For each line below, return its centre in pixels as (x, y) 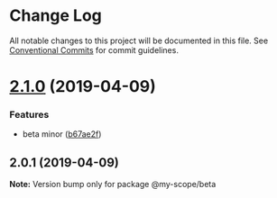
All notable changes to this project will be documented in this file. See (139, 40)
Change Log (55, 16)
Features (29, 115)
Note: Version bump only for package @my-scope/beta (113, 184)
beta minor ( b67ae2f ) (62, 134)
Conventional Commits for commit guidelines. (94, 49)
